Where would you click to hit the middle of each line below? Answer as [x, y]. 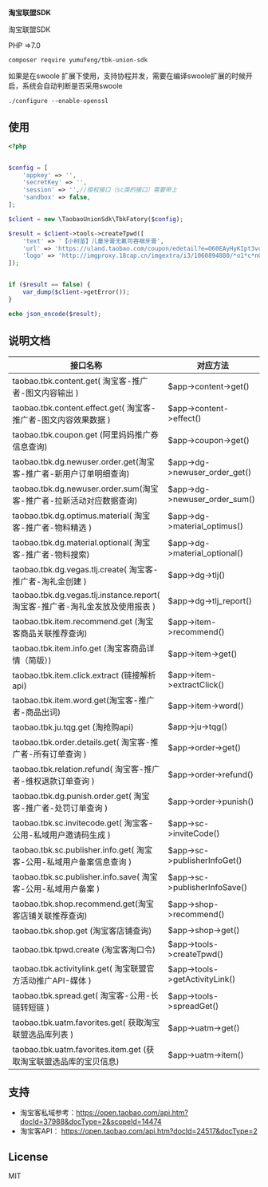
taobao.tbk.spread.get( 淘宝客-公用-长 [86, 995]
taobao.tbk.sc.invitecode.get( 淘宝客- [83, 823]
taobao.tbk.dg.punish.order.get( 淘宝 [81, 796]
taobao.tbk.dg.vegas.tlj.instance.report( [87, 595]
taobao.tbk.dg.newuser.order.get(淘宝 [84, 461]
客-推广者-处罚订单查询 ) [60, 808]
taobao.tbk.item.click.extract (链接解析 [84, 675]
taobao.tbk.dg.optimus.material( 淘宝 [81, 516]
